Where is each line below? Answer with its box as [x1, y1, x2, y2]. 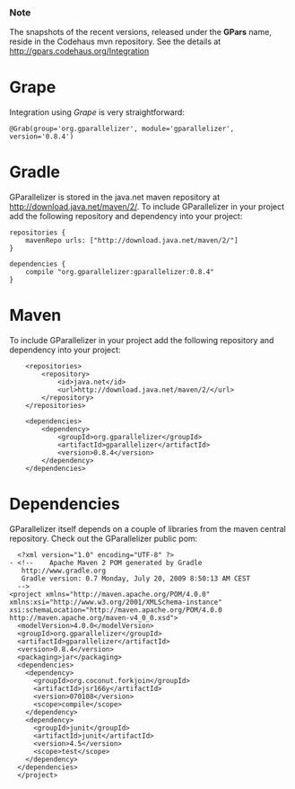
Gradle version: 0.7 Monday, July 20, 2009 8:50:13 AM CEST [21, 574, 251, 583]
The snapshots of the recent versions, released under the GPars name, [9, 27, 272, 38]
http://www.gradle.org [21, 566, 106, 576]
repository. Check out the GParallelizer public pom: [9, 533, 198, 545]
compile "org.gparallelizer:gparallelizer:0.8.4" [25, 268, 215, 277]
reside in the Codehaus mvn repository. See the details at [9, 36, 221, 47]
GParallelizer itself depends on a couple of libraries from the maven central [9, 524, 287, 535]
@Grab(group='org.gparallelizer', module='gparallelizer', [9, 124, 235, 134]
